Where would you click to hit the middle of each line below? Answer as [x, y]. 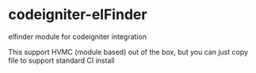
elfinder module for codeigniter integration [77, 36]
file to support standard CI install [61, 60]
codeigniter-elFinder [78, 15]
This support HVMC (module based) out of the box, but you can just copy [128, 52]
